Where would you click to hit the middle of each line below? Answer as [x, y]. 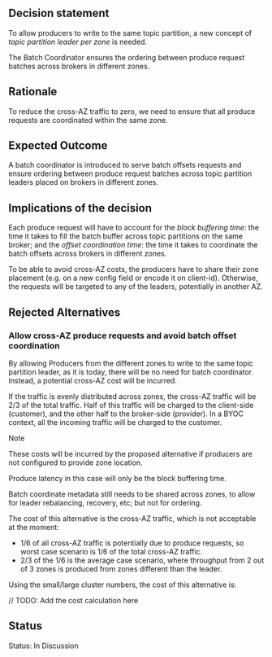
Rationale [33, 92]
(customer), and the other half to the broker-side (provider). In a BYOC [126, 414]
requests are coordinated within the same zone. [88, 120]
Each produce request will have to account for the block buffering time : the [134, 228]
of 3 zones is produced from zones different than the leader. [121, 568]
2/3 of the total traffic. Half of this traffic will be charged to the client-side [131, 405]
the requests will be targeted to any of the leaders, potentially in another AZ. [136, 287]
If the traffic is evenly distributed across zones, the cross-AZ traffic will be [132, 396]
